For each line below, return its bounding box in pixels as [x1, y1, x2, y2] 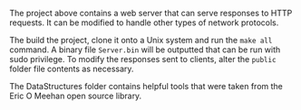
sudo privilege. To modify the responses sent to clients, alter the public [9, 54, 277, 64]
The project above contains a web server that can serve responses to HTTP [9, 8, 293, 18]
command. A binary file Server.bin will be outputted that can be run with [9, 44, 281, 55]
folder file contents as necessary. [9, 63, 134, 74]
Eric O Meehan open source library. [9, 90, 142, 101]
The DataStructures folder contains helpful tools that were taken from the [9, 81, 284, 91]
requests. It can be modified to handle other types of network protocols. [9, 17, 279, 28]
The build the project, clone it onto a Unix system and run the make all [9, 35, 273, 45]
